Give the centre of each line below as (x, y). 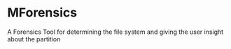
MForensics (42, 13)
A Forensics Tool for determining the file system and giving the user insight (115, 32)
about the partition (34, 39)
